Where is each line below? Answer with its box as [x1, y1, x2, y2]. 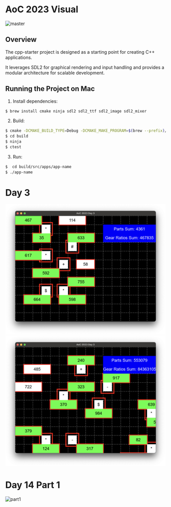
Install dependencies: [12, 98, 58, 104]
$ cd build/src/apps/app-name [5, 164, 72, 169]
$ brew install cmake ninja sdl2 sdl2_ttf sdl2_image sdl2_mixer [5, 108, 147, 113]
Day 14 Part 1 [5, 479, 61, 491]
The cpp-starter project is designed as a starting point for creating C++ [5, 49, 155, 55]
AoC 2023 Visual [5, 4, 79, 15]
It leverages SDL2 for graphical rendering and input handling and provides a [5, 64, 164, 70]
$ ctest [5, 145, 22, 150]
